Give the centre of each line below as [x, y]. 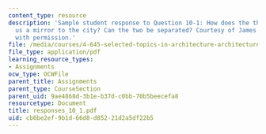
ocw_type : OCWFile [38, 74]
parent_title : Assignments [53, 81]
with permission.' [46, 37]
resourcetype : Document [47, 103]
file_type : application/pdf [55, 52]
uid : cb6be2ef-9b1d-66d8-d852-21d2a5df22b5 [81, 118]
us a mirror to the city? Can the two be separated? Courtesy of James [136, 30]
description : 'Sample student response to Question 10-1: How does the [129, 23]
